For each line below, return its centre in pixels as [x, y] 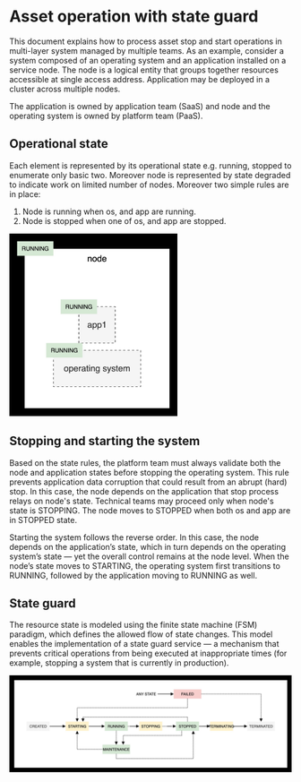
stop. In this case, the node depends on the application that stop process [144, 491]
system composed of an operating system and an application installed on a [148, 60]
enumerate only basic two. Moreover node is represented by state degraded [150, 175]
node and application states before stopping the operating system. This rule [149, 472]
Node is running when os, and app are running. [109, 211]
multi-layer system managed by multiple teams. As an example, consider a [147, 50]
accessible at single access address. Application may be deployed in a [140, 79]
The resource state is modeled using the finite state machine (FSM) [133, 625]
